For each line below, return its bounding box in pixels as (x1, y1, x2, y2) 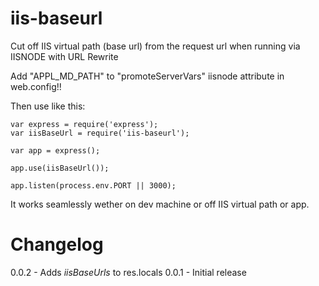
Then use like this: (10, 100, 86, 112)
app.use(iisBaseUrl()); (10, 163, 110, 173)
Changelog (10, 233, 104, 256)
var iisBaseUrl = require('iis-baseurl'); (10, 128, 190, 138)
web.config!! (10, 80, 62, 92)
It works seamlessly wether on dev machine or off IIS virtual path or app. (10, 198, 310, 210)
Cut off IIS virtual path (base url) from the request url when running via (10, 40, 301, 52)
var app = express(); (10, 145, 101, 156)
